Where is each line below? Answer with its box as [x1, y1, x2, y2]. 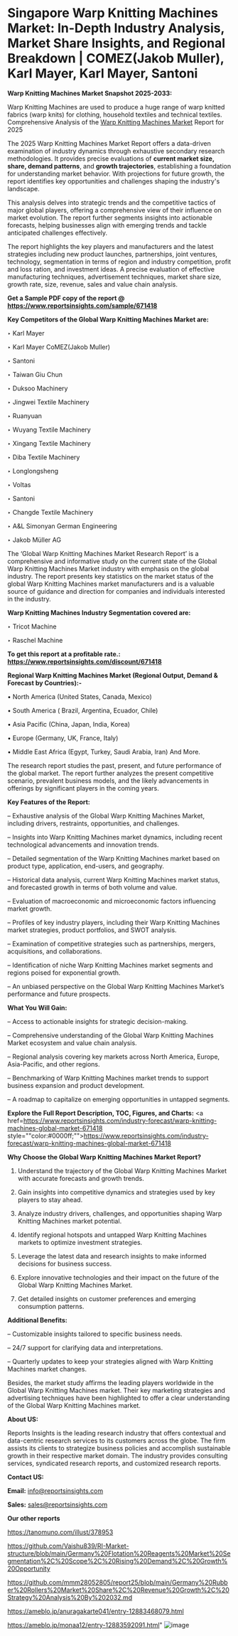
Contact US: [7, 1472, 44, 1481]
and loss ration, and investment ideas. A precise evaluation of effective [7, 264, 215, 273]
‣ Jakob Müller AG [7, 535, 62, 544]
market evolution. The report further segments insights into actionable [7, 213, 213, 222]
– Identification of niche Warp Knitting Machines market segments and [7, 961, 213, 969]
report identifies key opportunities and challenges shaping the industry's [7, 176, 220, 186]
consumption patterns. [17, 1302, 85, 1310]
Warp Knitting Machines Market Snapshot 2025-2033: [7, 89, 173, 97]
